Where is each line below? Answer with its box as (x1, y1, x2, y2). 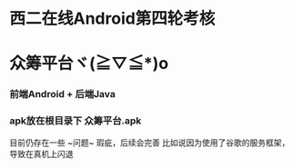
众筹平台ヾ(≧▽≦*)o (9, 54, 169, 74)
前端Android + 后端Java (9, 88, 116, 101)
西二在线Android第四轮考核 (9, 8, 216, 29)
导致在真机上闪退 (9, 148, 74, 159)
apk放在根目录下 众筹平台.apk (9, 114, 142, 127)
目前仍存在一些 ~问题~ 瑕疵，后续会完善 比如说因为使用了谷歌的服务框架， (9, 137, 290, 148)
